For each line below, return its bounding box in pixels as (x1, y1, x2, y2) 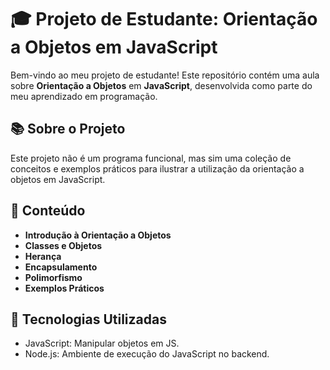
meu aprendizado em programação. (10, 90, 158, 102)
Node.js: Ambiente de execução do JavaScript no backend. (24, 348, 270, 360)
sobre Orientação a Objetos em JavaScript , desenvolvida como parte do (10, 79, 313, 91)
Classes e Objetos (24, 239, 103, 251)
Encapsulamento (24, 261, 98, 273)
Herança (24, 250, 62, 262)
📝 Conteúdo (10, 202, 86, 220)
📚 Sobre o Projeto (10, 121, 126, 138)
